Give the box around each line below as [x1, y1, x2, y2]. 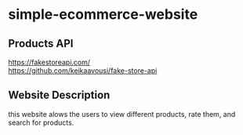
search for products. [8, 118, 74, 127]
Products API [8, 37, 74, 50]
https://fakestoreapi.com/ [8, 57, 91, 67]
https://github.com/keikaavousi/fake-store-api [8, 66, 158, 75]
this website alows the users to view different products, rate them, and [8, 109, 236, 119]
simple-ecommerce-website [8, 5, 198, 24]
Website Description [8, 89, 111, 102]
